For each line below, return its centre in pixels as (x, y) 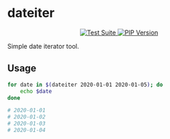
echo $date (36, 91)
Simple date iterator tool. (43, 46)
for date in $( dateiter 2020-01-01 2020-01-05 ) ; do (85, 85)
